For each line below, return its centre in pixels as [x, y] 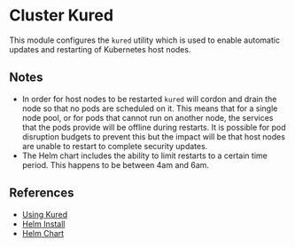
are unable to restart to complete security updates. [115, 146]
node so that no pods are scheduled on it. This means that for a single [150, 108]
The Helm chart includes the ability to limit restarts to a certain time [144, 155]
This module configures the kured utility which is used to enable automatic [145, 40]
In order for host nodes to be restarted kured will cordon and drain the [149, 99]
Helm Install [43, 224]
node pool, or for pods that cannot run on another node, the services [147, 117]
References [42, 193]
